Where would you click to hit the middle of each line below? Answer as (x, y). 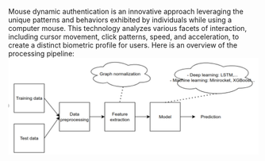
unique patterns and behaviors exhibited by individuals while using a (120, 20)
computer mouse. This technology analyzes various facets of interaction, (128, 28)
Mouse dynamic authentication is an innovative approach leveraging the (126, 11)
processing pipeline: (42, 54)
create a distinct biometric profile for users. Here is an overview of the (123, 45)
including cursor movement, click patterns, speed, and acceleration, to (124, 36)
